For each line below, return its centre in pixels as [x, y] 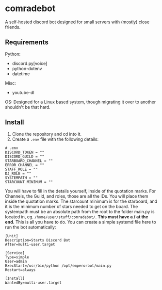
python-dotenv [27, 68]
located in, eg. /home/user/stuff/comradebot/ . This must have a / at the [77, 217]
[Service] [15, 253]
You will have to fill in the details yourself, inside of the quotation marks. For [81, 191]
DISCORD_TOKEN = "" [25, 152]
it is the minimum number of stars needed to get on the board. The [72, 206]
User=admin [16, 261]
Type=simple [17, 257]
